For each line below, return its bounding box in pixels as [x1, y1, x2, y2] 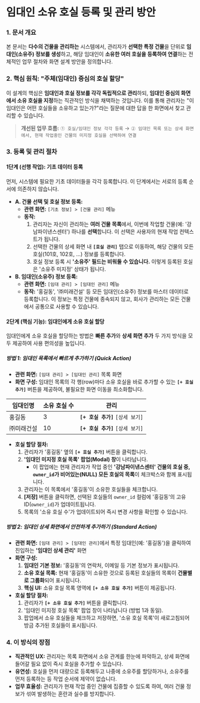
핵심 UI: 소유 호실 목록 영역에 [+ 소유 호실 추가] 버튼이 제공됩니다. [23, 584, 176, 592]
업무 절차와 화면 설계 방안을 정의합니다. [21, 58, 113, 65]
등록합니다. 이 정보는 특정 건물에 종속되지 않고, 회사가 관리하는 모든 [23, 295, 180, 303]
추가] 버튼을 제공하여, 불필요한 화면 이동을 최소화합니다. [14, 386, 144, 393]
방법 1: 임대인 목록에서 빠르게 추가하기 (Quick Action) [6, 354, 131, 361]
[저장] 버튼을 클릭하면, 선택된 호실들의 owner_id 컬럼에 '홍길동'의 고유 [23, 493, 186, 500]
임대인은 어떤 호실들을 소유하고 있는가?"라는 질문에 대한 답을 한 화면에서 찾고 [6, 104, 185, 111]
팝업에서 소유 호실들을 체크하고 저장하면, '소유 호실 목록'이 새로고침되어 [23, 614, 190, 621]
